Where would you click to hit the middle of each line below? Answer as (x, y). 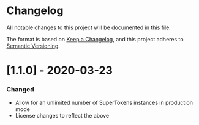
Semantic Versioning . (33, 46)
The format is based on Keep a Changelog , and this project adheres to (95, 39)
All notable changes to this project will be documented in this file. (89, 27)
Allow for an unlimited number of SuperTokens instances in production (104, 103)
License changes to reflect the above (62, 116)
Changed (21, 90)
